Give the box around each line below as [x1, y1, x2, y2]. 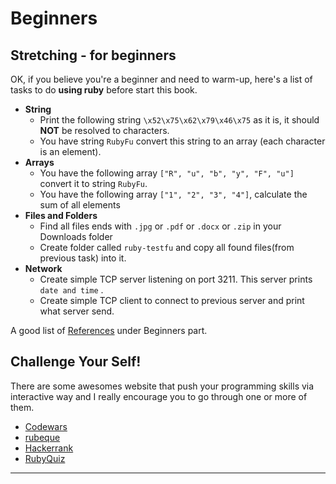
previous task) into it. [39, 252, 127, 264]
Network [24, 263, 63, 274]
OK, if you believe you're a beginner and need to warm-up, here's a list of [10, 73, 313, 85]
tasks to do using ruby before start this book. [10, 84, 198, 96]
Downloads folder [39, 231, 113, 242]
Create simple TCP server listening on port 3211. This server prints [39, 273, 313, 285]
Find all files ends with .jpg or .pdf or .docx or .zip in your [39, 220, 282, 232]
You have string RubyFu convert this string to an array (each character [39, 135, 326, 147]
